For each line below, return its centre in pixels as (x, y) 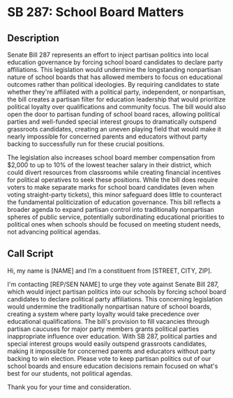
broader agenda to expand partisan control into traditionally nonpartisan (111, 209)
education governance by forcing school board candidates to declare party (115, 62)
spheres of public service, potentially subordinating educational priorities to (116, 217)
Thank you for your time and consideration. (69, 387)
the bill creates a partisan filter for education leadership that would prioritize (116, 99)
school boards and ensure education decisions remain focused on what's (113, 366)
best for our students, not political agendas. (70, 373)
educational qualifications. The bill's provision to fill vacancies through (108, 321)
